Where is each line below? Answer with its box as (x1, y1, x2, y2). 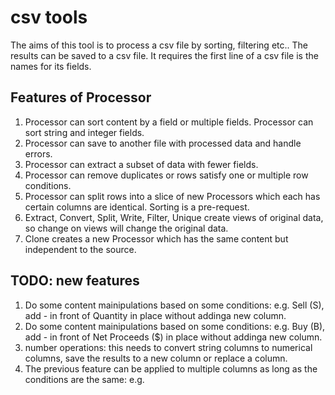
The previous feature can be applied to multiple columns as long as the (24, 362, 318, 375)
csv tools (10, 6, 88, 29)
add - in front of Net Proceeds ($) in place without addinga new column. (24, 331, 323, 343)
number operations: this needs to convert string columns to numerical (24, 341, 313, 353)
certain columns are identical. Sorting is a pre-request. (24, 201, 250, 213)
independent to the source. (24, 243, 137, 255)
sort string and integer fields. (24, 126, 145, 138)
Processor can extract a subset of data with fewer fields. (24, 158, 259, 170)
